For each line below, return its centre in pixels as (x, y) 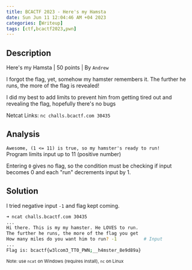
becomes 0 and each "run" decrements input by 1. (69, 172)
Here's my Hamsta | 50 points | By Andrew (57, 67)
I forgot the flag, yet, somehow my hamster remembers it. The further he (96, 80)
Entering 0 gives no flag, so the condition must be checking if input (89, 166)
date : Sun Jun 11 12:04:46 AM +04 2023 (56, 17)
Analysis (23, 134)
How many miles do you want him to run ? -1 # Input (85, 239)
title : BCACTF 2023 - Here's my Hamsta (56, 12)
